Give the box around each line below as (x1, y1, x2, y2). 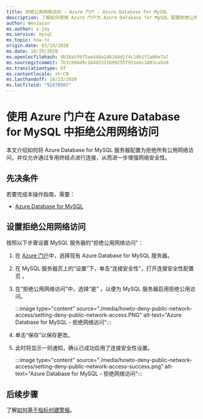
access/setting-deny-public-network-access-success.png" (14, 363, 164, 370)
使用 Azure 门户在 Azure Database (6, 110, 180, 124)
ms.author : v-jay (6, 25, 50, 32)
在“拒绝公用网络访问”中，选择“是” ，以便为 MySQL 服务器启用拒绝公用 (14, 285, 190, 292)
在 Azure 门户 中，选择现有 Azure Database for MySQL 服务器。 (14, 252, 173, 259)
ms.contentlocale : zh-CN (6, 71, 69, 77)
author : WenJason (6, 20, 50, 26)
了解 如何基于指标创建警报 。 (6, 406, 76, 414)
